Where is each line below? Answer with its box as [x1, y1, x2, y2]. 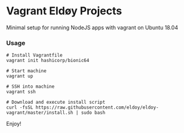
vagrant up [6, 73, 33, 79]
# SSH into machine [6, 83, 55, 90]
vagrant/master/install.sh [6, 110, 73, 116]
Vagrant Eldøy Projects [6, 4, 122, 18]
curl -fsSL [6, 104, 33, 111]
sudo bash [81, 110, 106, 116]
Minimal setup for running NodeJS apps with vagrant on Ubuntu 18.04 [6, 24, 178, 31]
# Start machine [6, 68, 47, 74]
